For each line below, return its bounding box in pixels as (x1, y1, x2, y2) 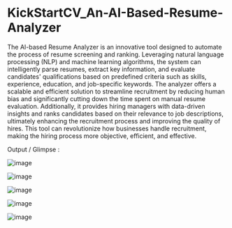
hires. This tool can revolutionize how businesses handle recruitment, (7, 124, 207, 132)
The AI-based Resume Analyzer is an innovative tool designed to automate (7, 43, 222, 51)
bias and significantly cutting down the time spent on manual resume (7, 94, 206, 102)
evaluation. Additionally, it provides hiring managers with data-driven (7, 102, 205, 110)
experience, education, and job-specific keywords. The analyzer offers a (7, 79, 217, 88)
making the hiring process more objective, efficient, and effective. (7, 131, 197, 140)
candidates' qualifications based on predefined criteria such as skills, (7, 72, 207, 81)
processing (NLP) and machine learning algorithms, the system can (7, 57, 201, 66)
